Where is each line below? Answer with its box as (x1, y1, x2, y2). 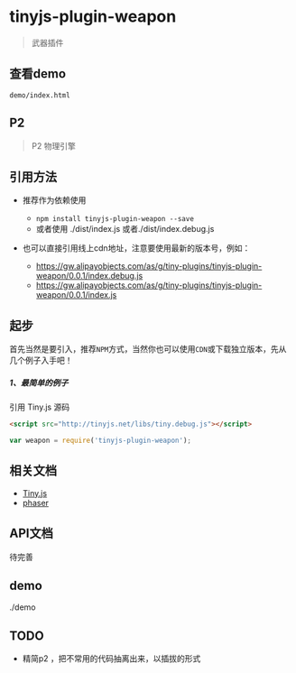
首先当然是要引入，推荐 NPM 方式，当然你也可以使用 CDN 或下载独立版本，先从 (9, 344, 287, 355)
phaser (22, 497, 50, 508)
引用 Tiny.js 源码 (9, 401, 70, 412)
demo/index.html (9, 90, 70, 100)
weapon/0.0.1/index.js (35, 290, 117, 300)
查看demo (9, 66, 66, 82)
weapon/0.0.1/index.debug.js (35, 271, 143, 281)
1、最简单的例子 (9, 377, 69, 388)
